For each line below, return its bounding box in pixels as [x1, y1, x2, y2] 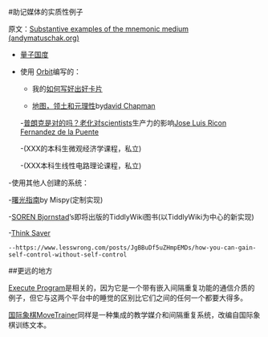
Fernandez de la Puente [19, 127, 99, 137]
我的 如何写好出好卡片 [31, 84, 103, 93]
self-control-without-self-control [8, 251, 128, 259]
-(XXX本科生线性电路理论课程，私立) [19, 161, 142, 171]
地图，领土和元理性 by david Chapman [31, 101, 156, 110]
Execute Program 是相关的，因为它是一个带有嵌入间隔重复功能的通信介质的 [8, 283, 255, 292]
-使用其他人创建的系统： [8, 178, 90, 187]
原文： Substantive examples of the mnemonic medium [8, 24, 189, 34]
